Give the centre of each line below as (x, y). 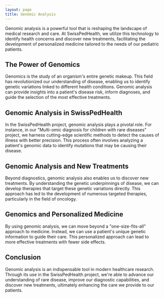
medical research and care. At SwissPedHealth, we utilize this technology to (82, 33)
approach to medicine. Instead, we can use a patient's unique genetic (76, 231)
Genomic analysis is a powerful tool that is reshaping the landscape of (76, 28)
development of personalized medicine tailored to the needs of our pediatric (82, 44)
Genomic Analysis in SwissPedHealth (64, 113)
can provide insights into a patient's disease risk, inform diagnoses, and (78, 92)
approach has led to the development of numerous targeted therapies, (76, 194)
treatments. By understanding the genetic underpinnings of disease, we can (82, 183)
